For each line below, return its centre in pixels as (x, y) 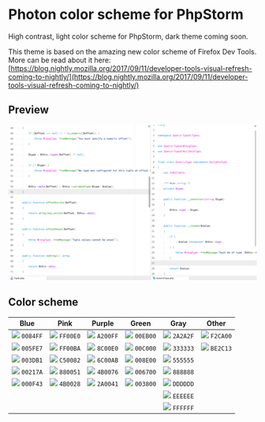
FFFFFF (183, 408)
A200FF (108, 337)
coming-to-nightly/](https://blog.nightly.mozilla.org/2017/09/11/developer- (128, 77)
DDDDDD (183, 384)
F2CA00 (221, 337)
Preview (29, 110)
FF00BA (70, 349)
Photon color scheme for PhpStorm (126, 15)
